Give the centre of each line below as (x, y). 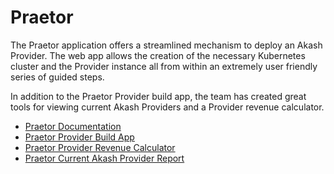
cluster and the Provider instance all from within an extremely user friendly (164, 66)
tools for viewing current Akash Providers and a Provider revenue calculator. (167, 107)
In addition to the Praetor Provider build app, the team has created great (158, 96)
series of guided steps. (57, 77)
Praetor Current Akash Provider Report (104, 158)
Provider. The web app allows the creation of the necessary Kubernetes (158, 55)
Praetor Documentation (73, 126)
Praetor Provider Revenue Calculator (100, 147)
